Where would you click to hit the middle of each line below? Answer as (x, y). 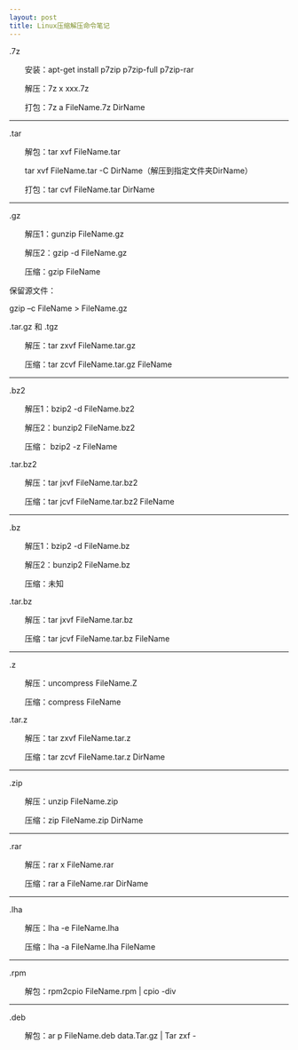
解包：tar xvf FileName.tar (73, 151)
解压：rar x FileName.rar (69, 864)
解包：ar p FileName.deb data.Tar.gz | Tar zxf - (110, 1035)
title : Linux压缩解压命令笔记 (60, 26)
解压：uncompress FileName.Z (81, 683)
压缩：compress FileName (73, 702)
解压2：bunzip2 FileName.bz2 (80, 427)
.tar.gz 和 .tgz (34, 326)
